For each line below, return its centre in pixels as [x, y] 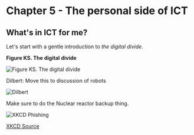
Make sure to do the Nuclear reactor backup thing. [68, 103]
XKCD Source [23, 126]
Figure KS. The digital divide [41, 58]
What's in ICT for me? [47, 33]
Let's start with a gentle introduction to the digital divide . [75, 46]
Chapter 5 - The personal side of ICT [97, 11]
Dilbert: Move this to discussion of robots [56, 81]
